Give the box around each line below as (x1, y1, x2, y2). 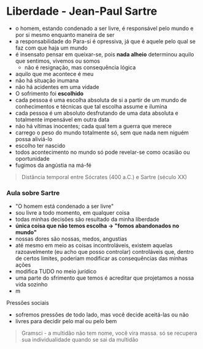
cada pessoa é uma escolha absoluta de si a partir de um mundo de (15, 96, 187, 104)
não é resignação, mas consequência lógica (24, 63, 136, 71)
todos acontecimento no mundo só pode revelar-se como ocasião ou (15, 148, 190, 156)
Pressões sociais (6, 299, 49, 307)
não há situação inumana (15, 77, 79, 84)
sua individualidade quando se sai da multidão (21, 336, 139, 343)
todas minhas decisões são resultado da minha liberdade (15, 216, 159, 223)
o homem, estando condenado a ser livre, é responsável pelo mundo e (15, 25, 194, 32)
